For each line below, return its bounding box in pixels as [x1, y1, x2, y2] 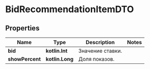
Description [86, 39, 115, 46]
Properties [5, 24, 40, 32]
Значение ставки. [78, 47, 122, 54]
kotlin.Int [45, 47, 68, 54]
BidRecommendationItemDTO [5, 4, 134, 15]
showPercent [8, 56, 41, 62]
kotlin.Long [45, 56, 74, 62]
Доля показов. [78, 56, 115, 62]
